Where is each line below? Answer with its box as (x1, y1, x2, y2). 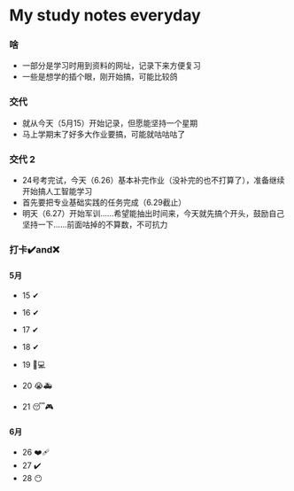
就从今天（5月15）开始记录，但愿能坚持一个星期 (21, 117, 198, 129)
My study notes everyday (9, 5, 201, 26)
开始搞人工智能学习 (21, 186, 93, 197)
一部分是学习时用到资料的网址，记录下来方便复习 (21, 60, 201, 71)
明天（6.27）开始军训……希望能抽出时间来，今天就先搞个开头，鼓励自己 (21, 208, 285, 219)
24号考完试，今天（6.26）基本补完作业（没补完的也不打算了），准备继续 (21, 175, 285, 186)
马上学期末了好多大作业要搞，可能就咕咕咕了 (21, 129, 186, 139)
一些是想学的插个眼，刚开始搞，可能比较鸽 (21, 72, 178, 82)
